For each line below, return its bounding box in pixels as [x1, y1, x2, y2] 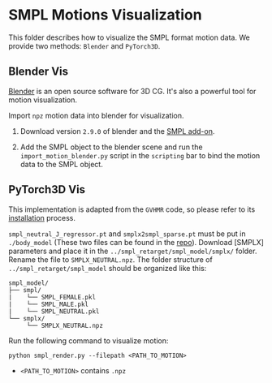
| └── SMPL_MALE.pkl [8, 300, 89, 308]
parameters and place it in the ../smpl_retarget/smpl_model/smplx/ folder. [8, 246, 257, 256]
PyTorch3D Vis [8, 183, 86, 196]
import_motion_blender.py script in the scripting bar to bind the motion [19, 150, 261, 160]
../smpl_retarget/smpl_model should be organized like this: [8, 263, 207, 273]
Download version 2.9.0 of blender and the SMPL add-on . [19, 126, 215, 136]
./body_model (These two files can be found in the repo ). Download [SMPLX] [8, 237, 264, 247]
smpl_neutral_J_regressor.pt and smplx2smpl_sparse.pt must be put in [8, 229, 246, 239]
